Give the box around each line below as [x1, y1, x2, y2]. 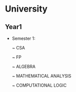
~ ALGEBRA [12, 64, 36, 69]
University [5, 3, 48, 15]
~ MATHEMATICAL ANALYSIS [12, 73, 71, 78]
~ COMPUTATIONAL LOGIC [12, 82, 67, 88]
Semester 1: [12, 35, 36, 41]
